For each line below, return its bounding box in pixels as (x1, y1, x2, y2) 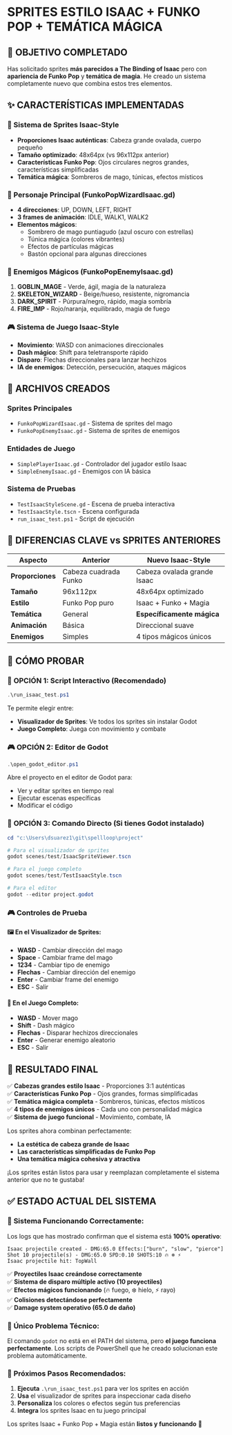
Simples (62, 631, 88, 641)
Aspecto (19, 555, 48, 564)
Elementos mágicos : (17, 220, 77, 228)
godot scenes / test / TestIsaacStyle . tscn (7, 872, 122, 879)
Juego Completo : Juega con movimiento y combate (17, 725, 166, 733)
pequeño (17, 143, 43, 151)
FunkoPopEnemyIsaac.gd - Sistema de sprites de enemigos (17, 427, 180, 435)
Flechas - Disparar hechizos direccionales (17, 1028, 138, 1037)
